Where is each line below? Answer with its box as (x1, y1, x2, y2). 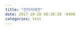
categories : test (5, 16, 42, 21)
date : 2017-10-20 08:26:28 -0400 (5, 12, 75, 17)
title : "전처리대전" (5, 7, 43, 12)
